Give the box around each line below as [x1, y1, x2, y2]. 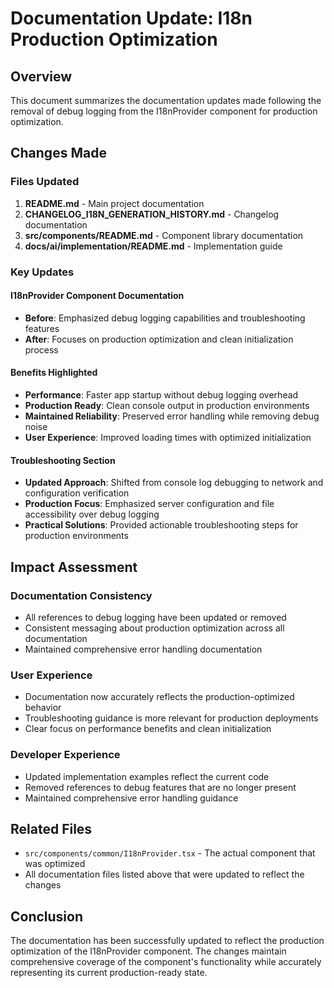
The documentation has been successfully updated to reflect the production [10, 935, 325, 947]
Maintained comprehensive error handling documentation [24, 643, 263, 655]
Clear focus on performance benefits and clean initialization [24, 723, 272, 735]
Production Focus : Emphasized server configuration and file [24, 498, 275, 510]
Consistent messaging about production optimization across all [24, 622, 285, 634]
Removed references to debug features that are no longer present [24, 781, 297, 793]
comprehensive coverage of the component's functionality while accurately [10, 956, 322, 968]
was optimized [24, 858, 86, 870]
